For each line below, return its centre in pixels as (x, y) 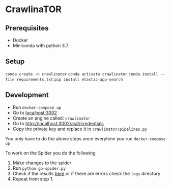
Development (27, 95)
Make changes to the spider (42, 163)
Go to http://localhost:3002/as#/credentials (58, 123)
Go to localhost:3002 (35, 113)
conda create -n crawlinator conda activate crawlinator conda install (82, 74)
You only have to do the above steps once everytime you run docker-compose (85, 138)
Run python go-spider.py (39, 168)
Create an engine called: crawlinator (51, 118)
